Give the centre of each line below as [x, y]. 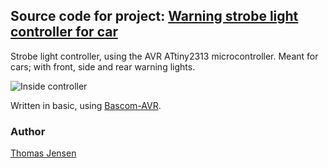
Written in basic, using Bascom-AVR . [86, 105]
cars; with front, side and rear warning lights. [103, 66]
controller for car [64, 32]
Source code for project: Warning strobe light [154, 16]
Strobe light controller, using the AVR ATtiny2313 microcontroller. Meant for [164, 56]
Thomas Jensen [43, 153]
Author [28, 131]
